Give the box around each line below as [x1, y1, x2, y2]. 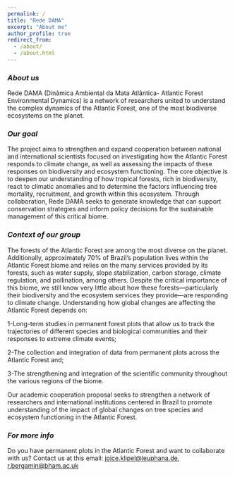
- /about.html [13, 50, 55, 57]
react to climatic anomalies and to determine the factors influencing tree [7, 182, 217, 191]
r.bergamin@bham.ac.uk [7, 461, 79, 470]
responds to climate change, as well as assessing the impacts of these [7, 160, 213, 168]
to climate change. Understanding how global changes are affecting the [7, 298, 216, 306]
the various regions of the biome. [7, 376, 104, 385]
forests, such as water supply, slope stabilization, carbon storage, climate [7, 268, 222, 277]
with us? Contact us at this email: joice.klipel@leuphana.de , [7, 454, 180, 462]
